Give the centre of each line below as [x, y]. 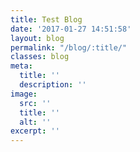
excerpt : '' [35, 131]
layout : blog [37, 38]
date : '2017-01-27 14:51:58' [71, 29]
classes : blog [40, 57]
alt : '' [35, 122]
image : [24, 94]
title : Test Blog [46, 19]
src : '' [35, 103]
